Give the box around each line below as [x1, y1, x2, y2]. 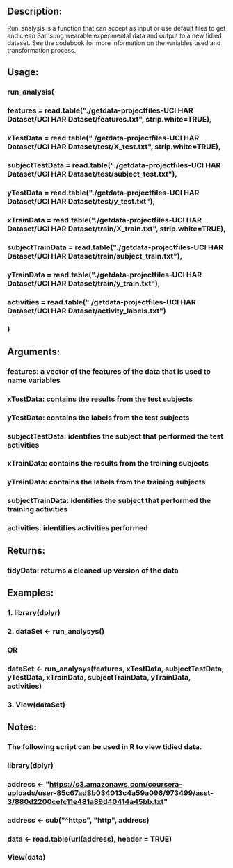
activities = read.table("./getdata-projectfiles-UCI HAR [7, 297, 196, 306]
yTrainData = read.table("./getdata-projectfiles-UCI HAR [7, 270, 202, 279]
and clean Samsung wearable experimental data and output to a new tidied [7, 31, 223, 40]
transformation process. [7, 46, 77, 54]
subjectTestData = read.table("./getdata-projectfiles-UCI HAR [7, 160, 221, 170]
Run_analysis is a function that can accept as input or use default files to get [7, 24, 226, 32]
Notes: [7, 721, 37, 732]
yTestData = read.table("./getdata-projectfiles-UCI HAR [7, 188, 200, 197]
